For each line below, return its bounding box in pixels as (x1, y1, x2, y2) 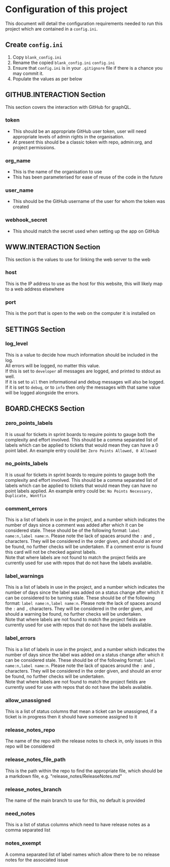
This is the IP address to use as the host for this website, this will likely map (5, 280, 163, 286)
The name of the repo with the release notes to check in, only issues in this (5, 738, 162, 744)
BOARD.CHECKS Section (5, 404, 85, 413)
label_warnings (5, 572, 44, 580)
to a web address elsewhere (5, 286, 64, 292)
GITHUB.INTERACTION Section (5, 91, 106, 99)
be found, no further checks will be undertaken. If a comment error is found (5, 543, 163, 550)
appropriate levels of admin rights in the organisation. (12, 133, 125, 139)
